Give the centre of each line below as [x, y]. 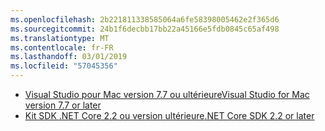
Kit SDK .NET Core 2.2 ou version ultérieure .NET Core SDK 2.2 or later [169, 115]
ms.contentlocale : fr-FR [62, 47]
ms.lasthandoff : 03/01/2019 [69, 57]
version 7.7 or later [63, 105]
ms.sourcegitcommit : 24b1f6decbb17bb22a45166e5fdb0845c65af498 [145, 29]
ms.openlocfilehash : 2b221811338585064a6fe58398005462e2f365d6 [145, 19]
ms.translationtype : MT [60, 38]
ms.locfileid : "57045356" [64, 66]
